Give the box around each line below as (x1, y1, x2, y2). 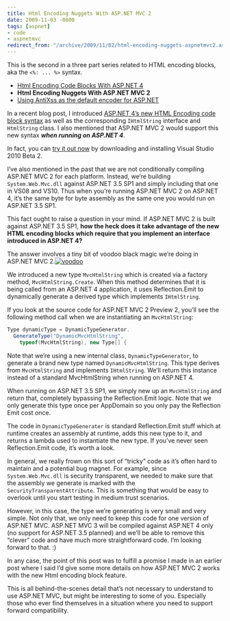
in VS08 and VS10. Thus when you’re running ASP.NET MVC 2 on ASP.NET (7, 187, 218, 195)
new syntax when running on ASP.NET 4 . (7, 131, 125, 139)
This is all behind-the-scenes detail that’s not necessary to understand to (7, 584, 214, 592)
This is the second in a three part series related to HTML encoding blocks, (7, 61, 216, 69)
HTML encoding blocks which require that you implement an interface (7, 229, 210, 237)
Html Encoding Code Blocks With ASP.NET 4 (16, 82, 144, 89)
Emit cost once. (7, 408, 51, 417)
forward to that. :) (7, 543, 57, 551)
